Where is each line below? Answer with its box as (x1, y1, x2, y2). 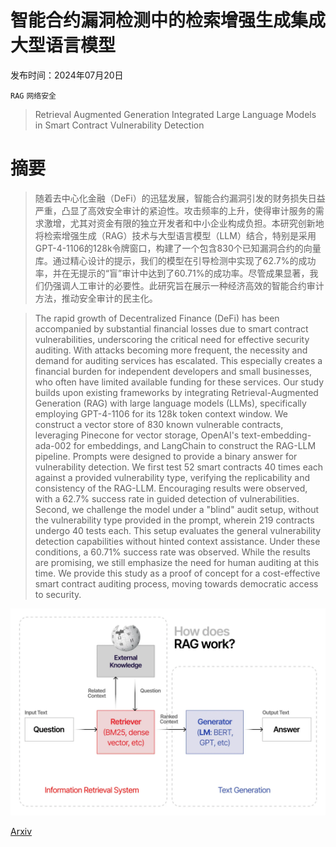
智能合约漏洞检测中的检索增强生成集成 (10, 9, 327, 32)
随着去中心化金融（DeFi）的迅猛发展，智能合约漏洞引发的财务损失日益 (34, 192, 326, 204)
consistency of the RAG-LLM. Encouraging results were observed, (34, 482, 308, 494)
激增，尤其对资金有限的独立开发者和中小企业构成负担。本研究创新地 (43, 217, 325, 229)
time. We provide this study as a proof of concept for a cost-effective (34, 567, 321, 579)
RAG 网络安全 (10, 91, 57, 101)
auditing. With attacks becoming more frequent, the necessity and (34, 344, 308, 356)
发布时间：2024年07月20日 (10, 69, 124, 81)
